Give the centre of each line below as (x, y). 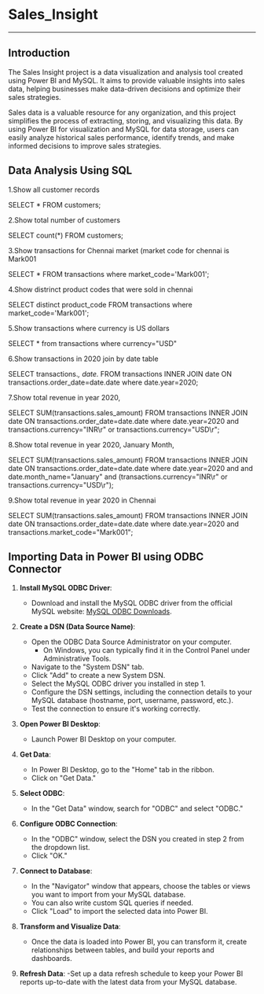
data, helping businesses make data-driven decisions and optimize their (125, 89)
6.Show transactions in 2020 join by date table (83, 359)
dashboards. (51, 959)
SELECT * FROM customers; (55, 204)
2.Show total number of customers (64, 220)
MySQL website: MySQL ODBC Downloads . (102, 612)
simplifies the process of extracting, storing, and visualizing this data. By (126, 120)
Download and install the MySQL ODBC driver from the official (132, 603)
